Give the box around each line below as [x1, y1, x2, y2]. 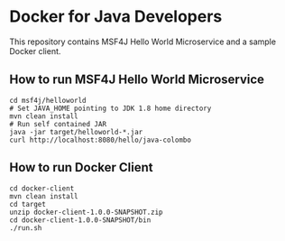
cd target [9, 199, 47, 209]
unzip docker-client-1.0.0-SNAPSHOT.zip [9, 208, 164, 217]
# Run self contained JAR [9, 119, 106, 128]
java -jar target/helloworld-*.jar [9, 127, 143, 136]
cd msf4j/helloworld [9, 96, 87, 105]
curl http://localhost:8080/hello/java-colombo [9, 135, 192, 144]
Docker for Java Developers [9, 6, 223, 27]
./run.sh [9, 223, 42, 232]
